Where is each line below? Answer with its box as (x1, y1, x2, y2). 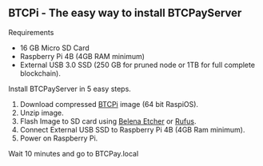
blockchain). (19, 68, 62, 78)
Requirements (8, 27, 54, 37)
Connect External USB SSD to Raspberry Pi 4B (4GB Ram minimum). (19, 125, 245, 134)
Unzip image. (19, 108, 64, 117)
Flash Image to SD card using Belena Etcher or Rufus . (19, 116, 197, 126)
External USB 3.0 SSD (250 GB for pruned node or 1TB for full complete (19, 60, 256, 69)
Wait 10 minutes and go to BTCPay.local (8, 148, 139, 158)
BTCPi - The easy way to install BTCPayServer (8, 6, 242, 20)
